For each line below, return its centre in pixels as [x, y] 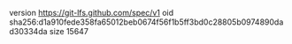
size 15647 [69, 31]
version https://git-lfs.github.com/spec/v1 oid [92, 13]
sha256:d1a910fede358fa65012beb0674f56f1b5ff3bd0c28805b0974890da [146, 22]
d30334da [28, 31]
